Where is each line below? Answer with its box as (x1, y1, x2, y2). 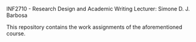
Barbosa (6, 12, 28, 19)
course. (6, 30, 26, 37)
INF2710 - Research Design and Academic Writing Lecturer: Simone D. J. (6, 5, 190, 12)
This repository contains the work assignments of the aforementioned (6, 24, 183, 30)
